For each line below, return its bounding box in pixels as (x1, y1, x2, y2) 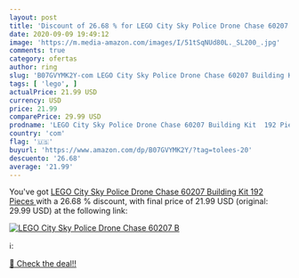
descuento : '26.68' (9, 153, 82, 163)
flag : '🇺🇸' (9, 137, 53, 146)
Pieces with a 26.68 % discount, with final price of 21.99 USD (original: (9, 196, 269, 207)
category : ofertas (9, 54, 77, 63)
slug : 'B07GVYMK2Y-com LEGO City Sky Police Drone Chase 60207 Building (9, 71, 285, 80)
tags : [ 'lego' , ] (9, 79, 77, 88)
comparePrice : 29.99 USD (9, 112, 101, 121)
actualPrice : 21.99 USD (9, 87, 98, 96)
